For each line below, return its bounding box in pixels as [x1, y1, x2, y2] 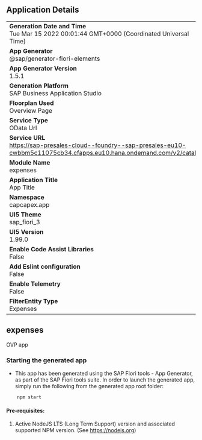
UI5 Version [9, 227, 44, 236]
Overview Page [9, 106, 53, 115]
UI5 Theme [9, 210, 42, 219]
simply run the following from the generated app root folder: [14, 382, 164, 389]
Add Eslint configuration [9, 262, 81, 271]
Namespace [9, 193, 45, 201]
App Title [9, 183, 35, 192]
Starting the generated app [6, 356, 87, 364]
